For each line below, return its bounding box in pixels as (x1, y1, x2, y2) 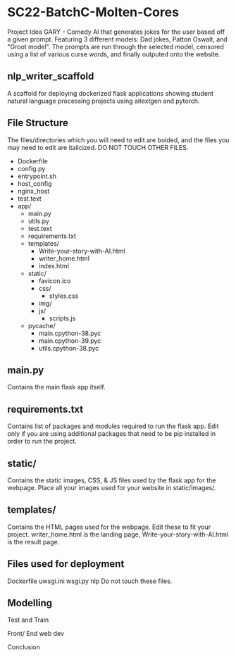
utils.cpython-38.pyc (38, 344, 99, 352)
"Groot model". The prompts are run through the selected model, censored (7, 42, 224, 51)
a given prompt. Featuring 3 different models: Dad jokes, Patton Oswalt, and (7, 35, 228, 43)
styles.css (49, 292, 79, 300)
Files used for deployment (7, 558, 125, 570)
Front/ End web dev (7, 630, 65, 638)
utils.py (27, 216, 49, 225)
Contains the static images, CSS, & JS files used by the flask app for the (7, 476, 216, 484)
